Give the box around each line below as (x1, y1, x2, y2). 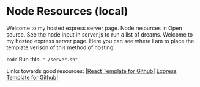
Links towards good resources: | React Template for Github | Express (6, 67, 177, 74)
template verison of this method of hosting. (6, 44, 115, 51)
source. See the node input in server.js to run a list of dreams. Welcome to (6, 30, 193, 38)
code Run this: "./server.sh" (6, 55, 78, 63)
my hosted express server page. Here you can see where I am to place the (6, 37, 194, 44)
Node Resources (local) (6, 4, 128, 18)
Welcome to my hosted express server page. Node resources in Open (6, 24, 182, 32)
